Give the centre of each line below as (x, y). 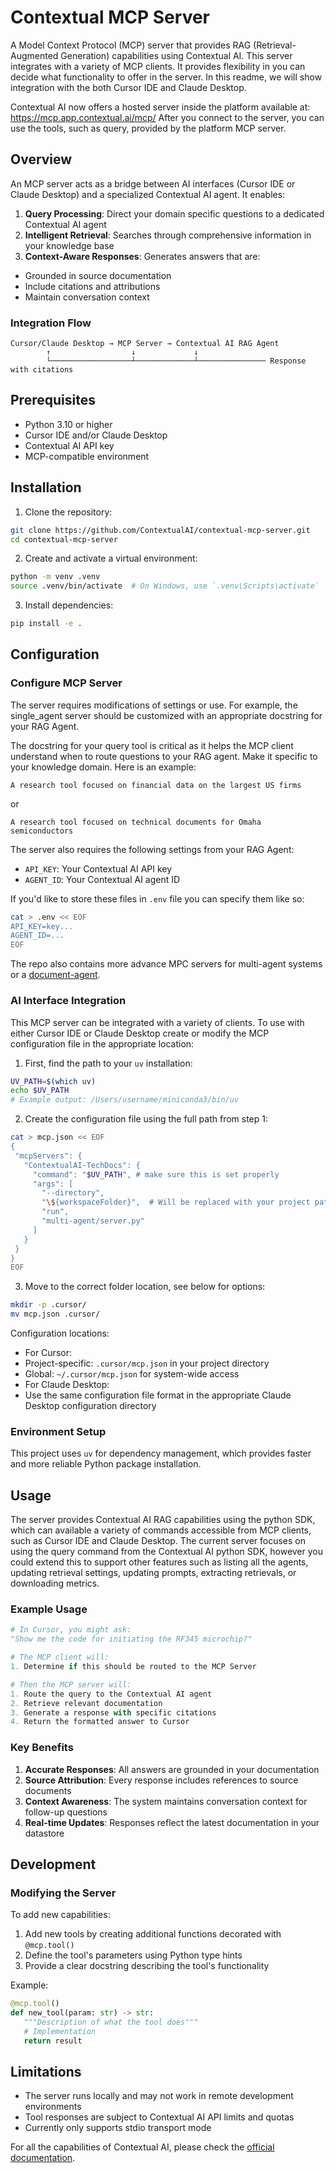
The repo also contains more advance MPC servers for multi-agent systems (166, 964)
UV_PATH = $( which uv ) (53, 1081)
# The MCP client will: (60, 1657)
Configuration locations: (60, 1333)
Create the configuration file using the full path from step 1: (146, 1119)
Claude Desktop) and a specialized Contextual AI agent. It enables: (148, 194)
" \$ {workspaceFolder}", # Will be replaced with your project (176, 1202)
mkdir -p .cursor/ (48, 1305)
